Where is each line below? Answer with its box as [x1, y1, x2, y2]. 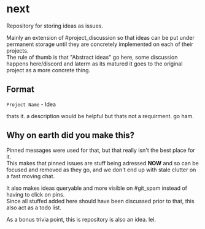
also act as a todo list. [6, 204, 61, 211]
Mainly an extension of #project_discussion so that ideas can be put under [6, 34, 195, 41]
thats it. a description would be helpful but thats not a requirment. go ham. [6, 112, 195, 119]
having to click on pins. [6, 190, 65, 198]
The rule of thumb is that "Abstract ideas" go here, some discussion [6, 53, 178, 61]
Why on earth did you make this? [6, 130, 135, 141]
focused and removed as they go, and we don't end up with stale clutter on [6, 166, 196, 173]
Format [6, 84, 35, 95]
